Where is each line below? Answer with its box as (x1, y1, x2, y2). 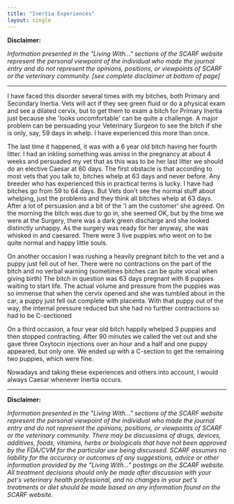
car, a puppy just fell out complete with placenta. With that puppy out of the (7, 296, 224, 305)
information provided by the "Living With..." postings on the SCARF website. (7, 461, 225, 469)
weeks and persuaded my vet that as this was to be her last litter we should (7, 157, 224, 165)
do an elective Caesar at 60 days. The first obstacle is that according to (7, 165, 212, 173)
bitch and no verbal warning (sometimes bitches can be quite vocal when (7, 266, 218, 275)
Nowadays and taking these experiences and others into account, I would (7, 367, 218, 376)
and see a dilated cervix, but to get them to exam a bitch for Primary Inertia (7, 106, 223, 115)
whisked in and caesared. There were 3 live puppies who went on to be (7, 231, 212, 239)
